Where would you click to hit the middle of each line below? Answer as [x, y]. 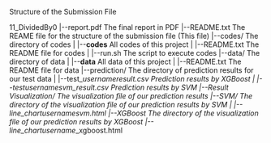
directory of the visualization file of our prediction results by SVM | [120, 105]
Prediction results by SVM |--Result [170, 87]
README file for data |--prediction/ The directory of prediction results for [131, 70]
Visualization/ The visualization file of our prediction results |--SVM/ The [131, 96]
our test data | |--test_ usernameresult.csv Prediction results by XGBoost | [132, 79]
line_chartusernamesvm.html [58, 113]
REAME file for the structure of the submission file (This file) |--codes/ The [134, 36]
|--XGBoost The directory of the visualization [183, 113]
